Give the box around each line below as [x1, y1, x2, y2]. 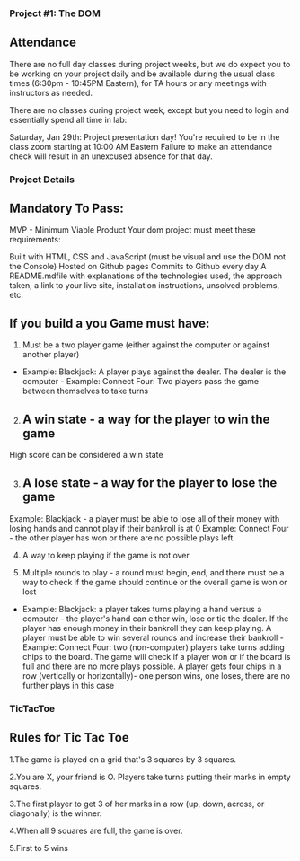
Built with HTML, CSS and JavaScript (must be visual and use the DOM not [9, 251, 286, 262]
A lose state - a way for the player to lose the [22, 475, 278, 491]
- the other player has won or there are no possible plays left [9, 532, 234, 543]
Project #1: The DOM [9, 7, 101, 20]
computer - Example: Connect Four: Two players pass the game [22, 376, 260, 387]
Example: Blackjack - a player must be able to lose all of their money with [9, 513, 280, 523]
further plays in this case [22, 680, 115, 690]
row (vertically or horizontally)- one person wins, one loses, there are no [22, 670, 290, 681]
